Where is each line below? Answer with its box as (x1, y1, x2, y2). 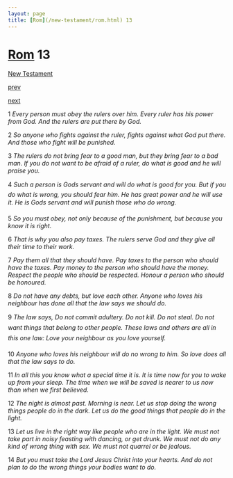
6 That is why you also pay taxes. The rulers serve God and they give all (8, 235, 216, 244)
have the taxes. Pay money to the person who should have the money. (8, 264, 209, 272)
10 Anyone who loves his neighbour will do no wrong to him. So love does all (8, 350, 226, 358)
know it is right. (8, 222, 52, 230)
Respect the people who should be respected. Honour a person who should (8, 271, 225, 279)
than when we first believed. (8, 385, 89, 394)
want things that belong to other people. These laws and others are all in (8, 324, 217, 332)
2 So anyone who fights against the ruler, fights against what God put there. (8, 131, 226, 139)
